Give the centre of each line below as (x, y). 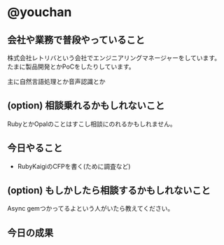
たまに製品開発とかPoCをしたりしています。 (71, 66)
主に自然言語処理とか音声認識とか (56, 82)
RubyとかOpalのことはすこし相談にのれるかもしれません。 (92, 124)
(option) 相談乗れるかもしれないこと (86, 106)
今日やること (35, 148)
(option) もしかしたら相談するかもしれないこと (109, 191)
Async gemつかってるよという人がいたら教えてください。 (91, 209)
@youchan (40, 12)
